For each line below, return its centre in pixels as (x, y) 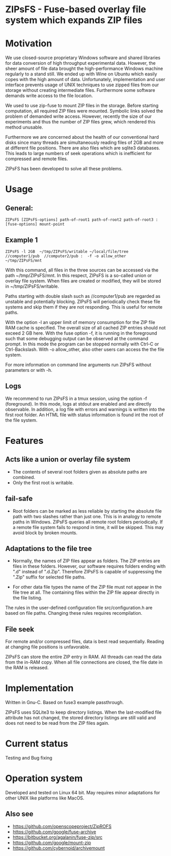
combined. (24, 477)
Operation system (44, 778)
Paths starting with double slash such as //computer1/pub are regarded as (83, 296)
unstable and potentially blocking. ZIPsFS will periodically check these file (83, 301)
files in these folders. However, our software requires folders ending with (89, 566)
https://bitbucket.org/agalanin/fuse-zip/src (58, 837)
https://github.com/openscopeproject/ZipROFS (62, 826)
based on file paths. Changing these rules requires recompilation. (74, 613)
